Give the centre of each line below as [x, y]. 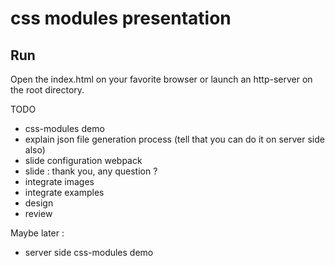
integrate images [59, 181]
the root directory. [47, 90]
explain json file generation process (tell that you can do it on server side [174, 139]
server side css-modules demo [89, 252]
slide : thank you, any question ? [91, 171]
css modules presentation [121, 18]
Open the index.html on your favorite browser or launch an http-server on [161, 79]
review [38, 213]
